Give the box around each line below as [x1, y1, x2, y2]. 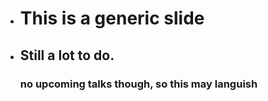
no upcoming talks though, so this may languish [19, 77, 258, 91]
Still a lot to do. [19, 47, 115, 64]
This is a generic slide [19, 7, 205, 30]
